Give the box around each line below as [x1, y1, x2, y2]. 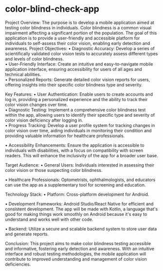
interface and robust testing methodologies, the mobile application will [5, 250, 146, 257]
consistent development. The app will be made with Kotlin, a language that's [5, 206, 158, 212]
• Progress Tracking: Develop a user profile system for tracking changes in [5, 122, 155, 128]
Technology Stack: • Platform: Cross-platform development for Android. [5, 191, 149, 197]
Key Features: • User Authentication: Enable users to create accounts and [5, 91, 153, 97]
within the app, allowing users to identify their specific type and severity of [5, 112, 155, 118]
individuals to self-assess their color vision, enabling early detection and [5, 40, 150, 46]
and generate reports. [5, 231, 49, 237]
